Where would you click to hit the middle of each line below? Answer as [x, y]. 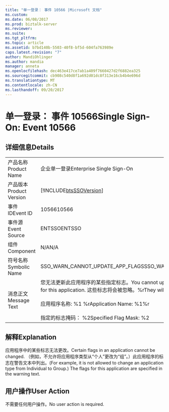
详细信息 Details [30, 147]
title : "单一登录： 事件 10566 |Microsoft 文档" [54, 10]
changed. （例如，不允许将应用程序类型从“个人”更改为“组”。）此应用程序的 [82, 356]
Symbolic [19, 267]
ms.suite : [16, 33]
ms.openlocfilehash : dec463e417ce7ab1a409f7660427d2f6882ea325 [73, 71]
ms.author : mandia [24, 62]
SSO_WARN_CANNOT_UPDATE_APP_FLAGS [92, 266]
